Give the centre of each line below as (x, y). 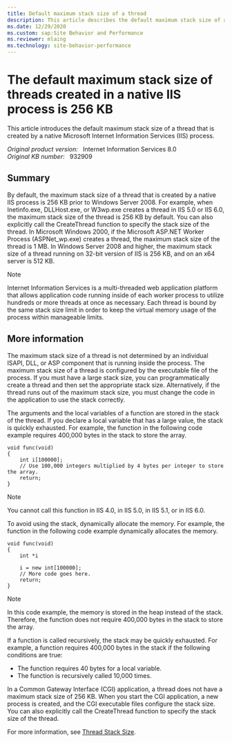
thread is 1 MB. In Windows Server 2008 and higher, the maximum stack (110, 246)
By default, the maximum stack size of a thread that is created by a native (112, 195)
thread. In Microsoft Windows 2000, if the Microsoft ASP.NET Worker (106, 232)
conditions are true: (35, 655)
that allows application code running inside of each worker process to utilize (116, 295)
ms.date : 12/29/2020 (37, 26)
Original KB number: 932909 (50, 156)
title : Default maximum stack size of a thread (77, 13)
